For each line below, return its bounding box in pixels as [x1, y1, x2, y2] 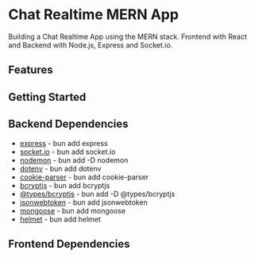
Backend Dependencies [8, 117, 129, 131]
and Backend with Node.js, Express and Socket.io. [8, 40, 173, 49]
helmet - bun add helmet [19, 214, 101, 224]
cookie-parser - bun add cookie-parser [19, 172, 149, 182]
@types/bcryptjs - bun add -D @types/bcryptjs [19, 189, 176, 198]
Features [8, 64, 53, 77]
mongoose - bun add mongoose [19, 206, 126, 215]
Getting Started [8, 90, 87, 104]
